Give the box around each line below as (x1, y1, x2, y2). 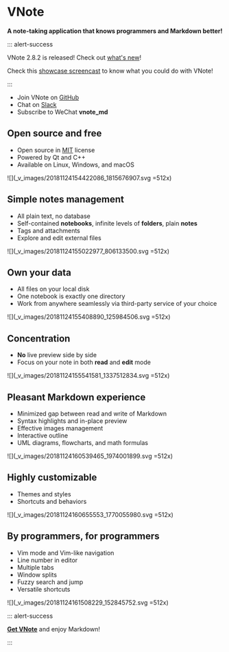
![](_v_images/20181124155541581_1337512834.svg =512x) (7, 372, 170, 380)
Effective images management (16, 424, 104, 432)
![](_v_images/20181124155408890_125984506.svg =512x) (7, 313, 171, 321)
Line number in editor (16, 556, 78, 564)
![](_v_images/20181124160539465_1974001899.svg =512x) (7, 452, 173, 460)
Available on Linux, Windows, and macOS (16, 160, 135, 169)
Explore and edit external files (16, 234, 101, 242)
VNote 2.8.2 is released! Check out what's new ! (7, 53, 142, 62)
